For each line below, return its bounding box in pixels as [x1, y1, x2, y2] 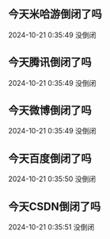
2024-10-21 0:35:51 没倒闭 [8, 222, 95, 232]
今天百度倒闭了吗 [8, 152, 92, 165]
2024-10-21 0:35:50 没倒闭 [8, 174, 97, 184]
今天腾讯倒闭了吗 [8, 56, 92, 69]
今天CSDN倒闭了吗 [8, 199, 101, 213]
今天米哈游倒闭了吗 [8, 7, 102, 21]
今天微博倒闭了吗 [8, 104, 92, 118]
